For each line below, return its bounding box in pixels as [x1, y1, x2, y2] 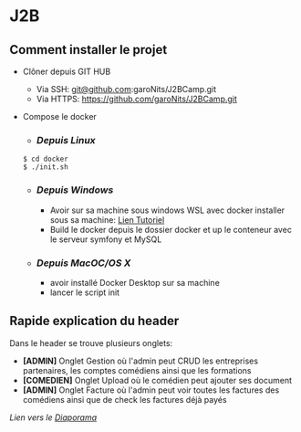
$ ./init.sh [22, 163, 68, 172]
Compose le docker [22, 111, 98, 121]
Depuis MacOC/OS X [36, 257, 131, 269]
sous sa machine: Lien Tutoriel [49, 214, 165, 225]
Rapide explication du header [9, 313, 180, 329]
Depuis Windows [36, 184, 114, 196]
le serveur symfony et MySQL [49, 234, 162, 245]
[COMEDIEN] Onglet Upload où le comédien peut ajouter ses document [22, 374, 293, 385]
